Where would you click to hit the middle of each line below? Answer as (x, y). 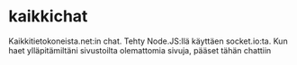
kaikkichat (48, 16)
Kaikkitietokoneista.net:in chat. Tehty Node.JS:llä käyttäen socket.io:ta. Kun (148, 41)
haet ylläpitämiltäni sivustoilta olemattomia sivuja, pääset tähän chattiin (140, 50)
